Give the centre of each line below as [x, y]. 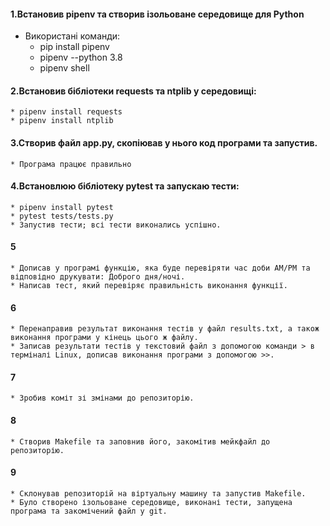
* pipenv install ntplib [62, 121]
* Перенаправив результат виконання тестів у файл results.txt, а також [165, 329]
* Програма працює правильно [71, 164]
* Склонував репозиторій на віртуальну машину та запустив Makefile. [158, 493]
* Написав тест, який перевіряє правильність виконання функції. [149, 286]
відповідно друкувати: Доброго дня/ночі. [98, 277]
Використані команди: [72, 36]
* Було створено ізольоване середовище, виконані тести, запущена [151, 502]
